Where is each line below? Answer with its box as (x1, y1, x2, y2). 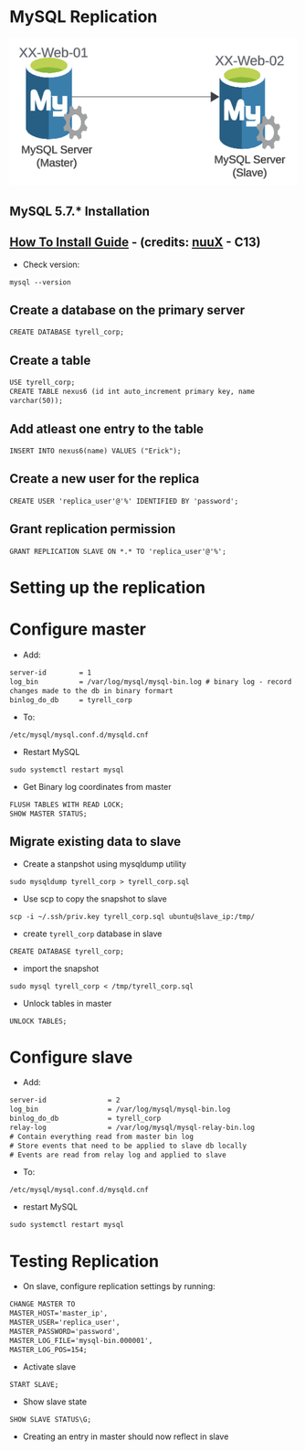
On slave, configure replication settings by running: (22, 1281, 216, 1292)
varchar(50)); (9, 396, 64, 406)
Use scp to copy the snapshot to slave (22, 893, 167, 904)
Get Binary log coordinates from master (22, 781, 172, 792)
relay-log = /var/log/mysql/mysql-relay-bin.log (9, 1123, 256, 1133)
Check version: (22, 259, 80, 270)
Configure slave (9, 1047, 133, 1067)
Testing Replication (9, 1251, 160, 1272)
